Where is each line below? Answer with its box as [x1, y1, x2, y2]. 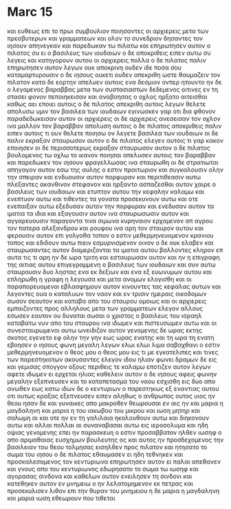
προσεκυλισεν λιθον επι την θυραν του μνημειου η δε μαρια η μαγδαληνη [7, 486, 220, 495]
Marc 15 [7, 4, 53, 20]
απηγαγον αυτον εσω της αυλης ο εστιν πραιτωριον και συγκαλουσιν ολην [7, 166, 223, 174]
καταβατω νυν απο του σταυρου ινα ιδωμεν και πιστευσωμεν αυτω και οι [7, 319, 217, 327]
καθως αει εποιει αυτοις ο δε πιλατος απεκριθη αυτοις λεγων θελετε [7, 100, 206, 108]
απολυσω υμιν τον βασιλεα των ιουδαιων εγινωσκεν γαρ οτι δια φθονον [7, 107, 216, 115]
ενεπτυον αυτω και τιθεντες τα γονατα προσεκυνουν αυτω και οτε [7, 194, 199, 203]
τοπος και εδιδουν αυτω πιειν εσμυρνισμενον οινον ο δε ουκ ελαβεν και [7, 238, 214, 247]
